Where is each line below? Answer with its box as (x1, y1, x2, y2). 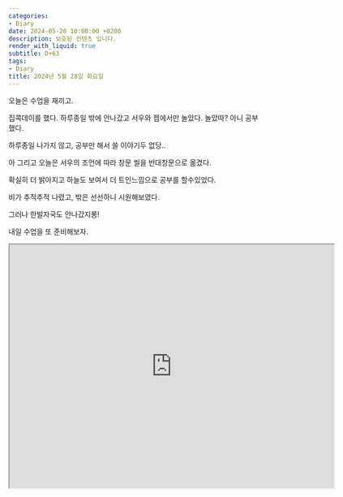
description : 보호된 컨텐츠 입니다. (8, 34, 118, 43)
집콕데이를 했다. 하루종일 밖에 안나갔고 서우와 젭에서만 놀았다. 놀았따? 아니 (8, 113, 243, 123)
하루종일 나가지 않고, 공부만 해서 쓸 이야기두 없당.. (8, 140, 166, 150)
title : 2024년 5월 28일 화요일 (8, 72, 104, 80)
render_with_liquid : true (8, 42, 96, 50)
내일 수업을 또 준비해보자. (8, 227, 89, 236)
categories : (8, 11, 49, 20)
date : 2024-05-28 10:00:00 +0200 (8, 27, 122, 35)
